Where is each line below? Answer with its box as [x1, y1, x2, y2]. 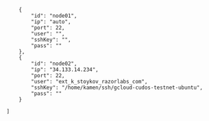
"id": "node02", [31, 60, 77, 67]
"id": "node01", [31, 12, 77, 19]
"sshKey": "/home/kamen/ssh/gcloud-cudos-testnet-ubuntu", [31, 84, 204, 91]
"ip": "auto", [31, 18, 71, 25]
